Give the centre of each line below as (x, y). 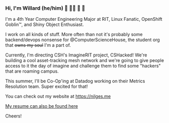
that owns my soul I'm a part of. (38, 45)
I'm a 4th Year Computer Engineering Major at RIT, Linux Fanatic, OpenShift (84, 19)
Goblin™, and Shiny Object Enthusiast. (45, 24)
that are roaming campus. (32, 71)
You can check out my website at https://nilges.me (58, 97)
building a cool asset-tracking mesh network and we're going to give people (85, 60)
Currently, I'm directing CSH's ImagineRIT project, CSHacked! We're (76, 55)
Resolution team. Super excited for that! (47, 86)
